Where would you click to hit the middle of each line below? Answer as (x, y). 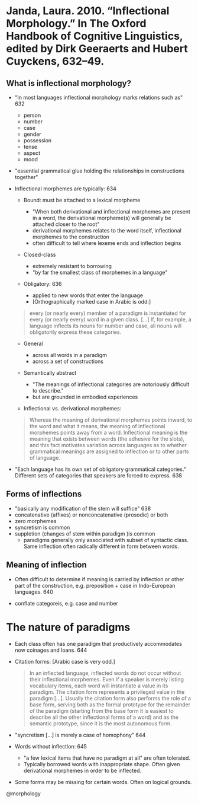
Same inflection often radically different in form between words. (101, 546)
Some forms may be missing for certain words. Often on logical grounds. (103, 782)
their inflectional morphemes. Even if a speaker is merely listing (107, 679)
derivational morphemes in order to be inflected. (82, 770)
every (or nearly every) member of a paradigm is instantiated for (108, 313)
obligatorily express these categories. (75, 332)
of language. (45, 458)
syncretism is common (42, 527)
